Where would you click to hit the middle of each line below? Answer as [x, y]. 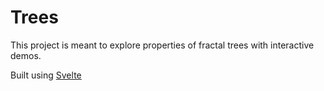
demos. [26, 55]
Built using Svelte [46, 75]
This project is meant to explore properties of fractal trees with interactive [162, 45]
